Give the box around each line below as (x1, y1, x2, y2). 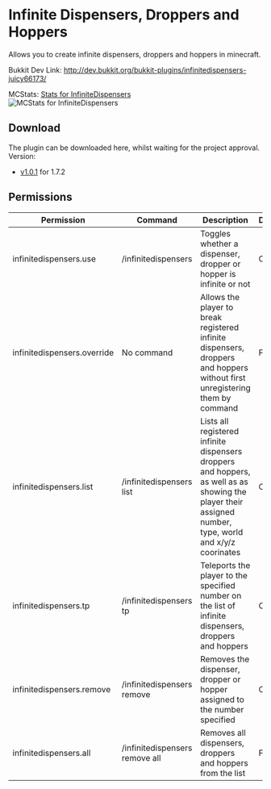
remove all (121, 752, 161, 763)
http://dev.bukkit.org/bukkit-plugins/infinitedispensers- (63, 65, 247, 74)
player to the (200, 570, 248, 581)
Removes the (200, 653, 250, 665)
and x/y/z (200, 536, 236, 548)
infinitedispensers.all (12, 747, 91, 758)
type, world (200, 526, 244, 537)
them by (200, 392, 231, 403)
